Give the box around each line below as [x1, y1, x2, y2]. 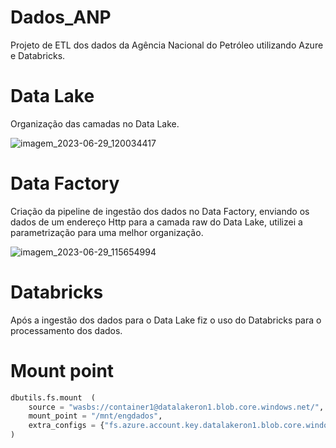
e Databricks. [10, 49, 66, 61]
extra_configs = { [28, 421, 105, 431]
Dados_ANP [10, 6, 112, 29]
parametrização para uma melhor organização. [10, 226, 204, 238]
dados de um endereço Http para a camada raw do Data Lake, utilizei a [10, 216, 303, 228]
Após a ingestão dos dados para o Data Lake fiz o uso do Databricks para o [10, 314, 322, 326]
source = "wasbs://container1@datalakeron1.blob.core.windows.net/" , [28, 402, 325, 412]
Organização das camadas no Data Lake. [10, 117, 180, 130]
